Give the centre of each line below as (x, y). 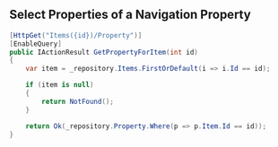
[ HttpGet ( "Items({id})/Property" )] (76, 35)
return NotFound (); (78, 101)
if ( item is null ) (60, 85)
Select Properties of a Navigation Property (130, 15)
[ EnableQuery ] (36, 44)
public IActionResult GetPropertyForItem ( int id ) (104, 52)
